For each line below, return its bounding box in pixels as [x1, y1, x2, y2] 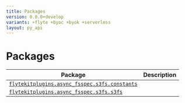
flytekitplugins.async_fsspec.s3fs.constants [9, 81, 138, 87]
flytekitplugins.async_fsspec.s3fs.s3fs [9, 88, 123, 95]
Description [142, 71, 177, 79]
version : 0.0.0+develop [6, 14, 64, 20]
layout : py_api [6, 24, 43, 31]
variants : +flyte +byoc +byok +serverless [6, 19, 111, 25]
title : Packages [6, 8, 46, 15]
